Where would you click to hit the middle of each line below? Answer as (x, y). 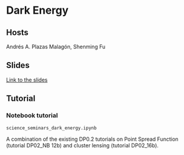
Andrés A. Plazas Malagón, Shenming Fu (56, 46)
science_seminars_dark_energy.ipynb (51, 128)
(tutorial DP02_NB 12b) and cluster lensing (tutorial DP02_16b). (83, 145)
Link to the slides (27, 80)
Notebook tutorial (32, 116)
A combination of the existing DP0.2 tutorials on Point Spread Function (92, 139)
